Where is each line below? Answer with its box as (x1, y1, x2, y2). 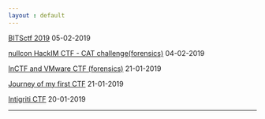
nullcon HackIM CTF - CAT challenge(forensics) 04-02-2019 (8, 48, 205, 58)
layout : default (8, 11, 65, 20)
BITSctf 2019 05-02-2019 (8, 33, 91, 43)
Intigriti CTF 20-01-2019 (8, 94, 86, 103)
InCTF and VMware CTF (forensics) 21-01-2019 (8, 64, 162, 73)
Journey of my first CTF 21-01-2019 (8, 79, 124, 88)
